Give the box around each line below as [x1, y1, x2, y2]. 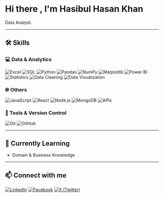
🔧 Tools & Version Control [5, 109, 67, 116]
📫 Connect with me [5, 171, 67, 179]
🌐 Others [5, 86, 27, 93]
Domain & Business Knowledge [12, 152, 75, 158]
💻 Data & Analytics [5, 56, 52, 63]
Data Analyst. [5, 19, 32, 25]
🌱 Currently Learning [5, 139, 70, 147]
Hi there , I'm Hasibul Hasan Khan [5, 3, 143, 15]
